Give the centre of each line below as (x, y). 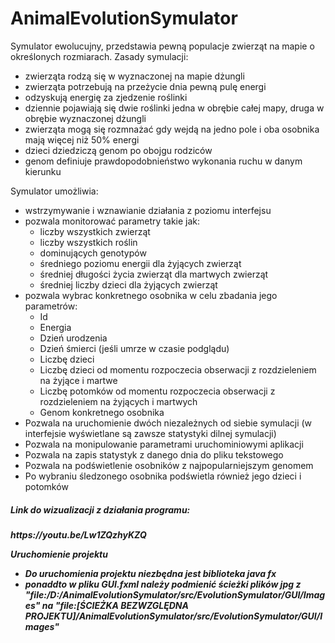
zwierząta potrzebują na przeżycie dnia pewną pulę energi (145, 86)
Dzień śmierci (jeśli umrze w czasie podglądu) (134, 348)
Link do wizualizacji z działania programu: (100, 509)
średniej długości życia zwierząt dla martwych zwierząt (154, 274)
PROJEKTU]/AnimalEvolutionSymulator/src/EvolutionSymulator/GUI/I (173, 616)
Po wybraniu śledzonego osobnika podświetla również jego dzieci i (163, 476)
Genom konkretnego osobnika (102, 412)
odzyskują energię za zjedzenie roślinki (106, 97)
